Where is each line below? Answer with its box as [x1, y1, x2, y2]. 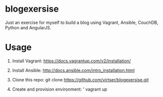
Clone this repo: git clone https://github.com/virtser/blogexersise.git [12, 77, 149, 82]
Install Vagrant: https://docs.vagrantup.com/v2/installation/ [12, 58, 131, 64]
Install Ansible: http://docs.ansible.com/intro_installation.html [12, 67, 135, 73]
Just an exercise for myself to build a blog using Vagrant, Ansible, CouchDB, [5, 19, 159, 25]
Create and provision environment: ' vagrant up [12, 86, 107, 92]
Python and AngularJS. [5, 24, 51, 30]
